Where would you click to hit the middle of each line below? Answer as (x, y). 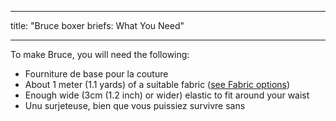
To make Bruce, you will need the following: (100, 54)
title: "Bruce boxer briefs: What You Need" (97, 25)
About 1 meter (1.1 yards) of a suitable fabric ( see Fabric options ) (157, 84)
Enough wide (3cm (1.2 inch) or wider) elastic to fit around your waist (167, 95)
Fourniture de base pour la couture (96, 74)
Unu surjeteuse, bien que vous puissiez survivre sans (135, 105)
